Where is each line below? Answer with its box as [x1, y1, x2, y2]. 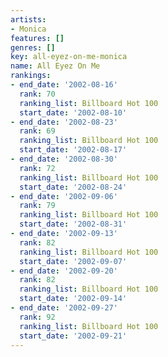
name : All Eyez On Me [10, 61, 101, 71]
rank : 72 [19, 163, 56, 173]
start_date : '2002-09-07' [19, 256, 128, 266]
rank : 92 [19, 312, 56, 322]
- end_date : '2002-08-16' [10, 80, 118, 90]
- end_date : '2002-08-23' [10, 117, 118, 127]
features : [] [10, 33, 65, 43]
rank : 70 [19, 89, 56, 99]
